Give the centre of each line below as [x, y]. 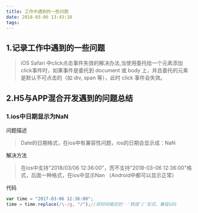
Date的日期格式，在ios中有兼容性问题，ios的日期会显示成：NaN [98, 142]
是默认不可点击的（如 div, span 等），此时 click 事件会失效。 [93, 78]
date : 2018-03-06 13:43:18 [39, 17]
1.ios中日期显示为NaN [37, 117]
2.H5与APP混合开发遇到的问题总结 [70, 98]
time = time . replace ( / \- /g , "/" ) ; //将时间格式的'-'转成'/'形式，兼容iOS [91, 204]
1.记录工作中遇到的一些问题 [56, 48]
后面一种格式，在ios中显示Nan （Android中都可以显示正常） [104, 175]
